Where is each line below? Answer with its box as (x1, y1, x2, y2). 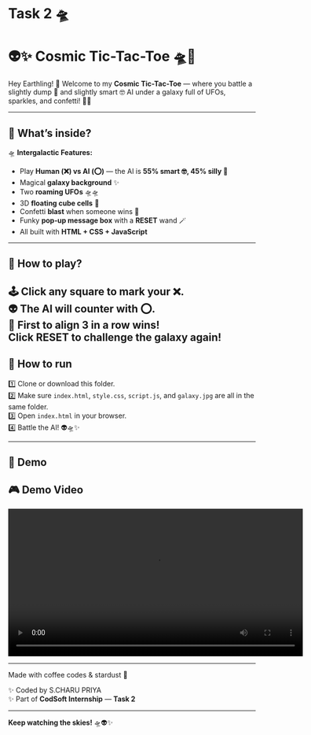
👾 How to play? (8, 257, 82, 271)
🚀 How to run (8, 357, 72, 371)
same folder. (8, 401, 49, 412)
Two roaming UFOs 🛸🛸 (19, 187, 100, 196)
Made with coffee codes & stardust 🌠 (8, 670, 128, 679)
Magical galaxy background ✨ (19, 177, 120, 187)
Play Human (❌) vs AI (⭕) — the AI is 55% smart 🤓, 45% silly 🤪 (19, 166, 229, 175)
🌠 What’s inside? (8, 126, 92, 140)
